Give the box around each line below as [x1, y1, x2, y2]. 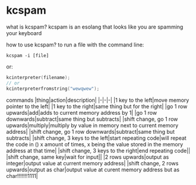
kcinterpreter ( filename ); [6, 74, 70, 80]
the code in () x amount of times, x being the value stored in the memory [6, 140, 184, 148]
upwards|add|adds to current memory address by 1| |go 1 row [6, 109, 157, 116]
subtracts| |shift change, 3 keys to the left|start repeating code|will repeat [6, 134, 187, 142]
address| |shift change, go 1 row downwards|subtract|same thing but [6, 128, 175, 135]
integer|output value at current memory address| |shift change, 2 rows [6, 159, 179, 167]
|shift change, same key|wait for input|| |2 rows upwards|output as [6, 153, 169, 161]
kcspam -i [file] [6, 52, 49, 58]
